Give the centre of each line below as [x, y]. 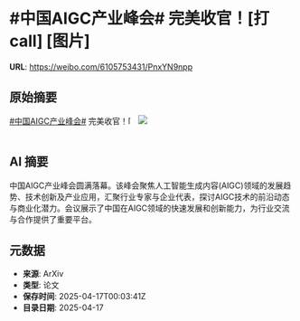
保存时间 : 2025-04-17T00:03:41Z [84, 297]
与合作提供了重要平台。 [53, 219]
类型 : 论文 [41, 285]
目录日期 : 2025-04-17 [63, 307]
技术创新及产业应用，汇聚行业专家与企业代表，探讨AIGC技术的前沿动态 [158, 196]
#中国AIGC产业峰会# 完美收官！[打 [140, 19]
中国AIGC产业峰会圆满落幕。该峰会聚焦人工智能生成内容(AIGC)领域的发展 [146, 185]
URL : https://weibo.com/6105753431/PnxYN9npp [101, 66]
